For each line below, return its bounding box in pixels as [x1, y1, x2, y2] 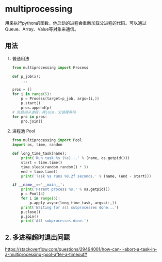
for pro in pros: [12, 114, 48, 119]
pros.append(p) [21, 105, 52, 110]
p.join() [21, 214, 39, 219]
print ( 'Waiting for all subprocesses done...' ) [21, 205, 119, 210]
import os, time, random [12, 142, 63, 147]
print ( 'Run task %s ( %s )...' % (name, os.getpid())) [21, 156, 130, 161]
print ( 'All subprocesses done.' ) [21, 218, 89, 224]
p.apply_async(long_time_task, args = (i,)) [30, 200, 117, 205]
